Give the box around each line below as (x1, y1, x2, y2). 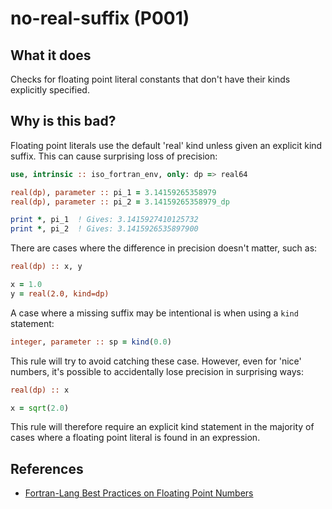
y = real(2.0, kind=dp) (10, 288, 110, 299)
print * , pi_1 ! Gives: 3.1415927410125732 (10, 215, 199, 225)
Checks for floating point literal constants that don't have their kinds (10, 73, 291, 85)
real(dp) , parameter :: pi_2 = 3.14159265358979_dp (10, 197, 230, 207)
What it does (10, 47, 92, 64)
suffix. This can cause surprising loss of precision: (10, 150, 218, 162)
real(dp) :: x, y (10, 262, 83, 272)
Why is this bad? (10, 113, 117, 130)
